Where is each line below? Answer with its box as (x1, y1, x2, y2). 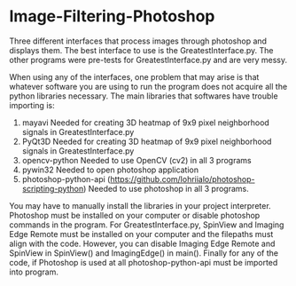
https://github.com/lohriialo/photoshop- (110, 173, 255, 184)
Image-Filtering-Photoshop (9, 6, 215, 27)
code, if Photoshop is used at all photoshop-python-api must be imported (9, 257, 278, 267)
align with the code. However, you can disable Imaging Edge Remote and (9, 238, 276, 249)
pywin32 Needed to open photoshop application (21, 164, 199, 175)
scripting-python (21, 183, 84, 194)
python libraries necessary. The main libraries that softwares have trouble (9, 91, 278, 101)
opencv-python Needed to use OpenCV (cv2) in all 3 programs (21, 155, 252, 165)
